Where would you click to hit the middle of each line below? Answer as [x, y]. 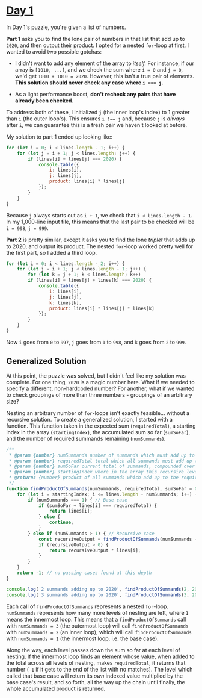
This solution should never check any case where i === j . [89, 83]
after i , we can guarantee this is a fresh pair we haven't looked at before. [97, 125]
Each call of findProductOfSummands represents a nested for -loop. [87, 606]
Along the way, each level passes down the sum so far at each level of [93, 650]
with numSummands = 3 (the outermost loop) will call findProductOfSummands [97, 625]
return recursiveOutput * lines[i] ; [95, 550]
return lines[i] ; [71, 511]
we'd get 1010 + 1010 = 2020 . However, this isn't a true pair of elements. [104, 76]
